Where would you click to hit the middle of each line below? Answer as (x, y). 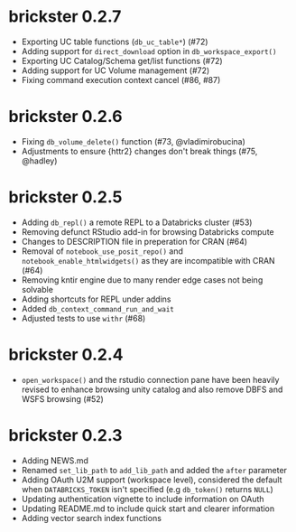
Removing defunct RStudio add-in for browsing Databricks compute (148, 231)
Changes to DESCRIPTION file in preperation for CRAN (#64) (134, 241)
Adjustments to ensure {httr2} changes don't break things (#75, (139, 151)
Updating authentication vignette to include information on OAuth (143, 499)
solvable (37, 289)
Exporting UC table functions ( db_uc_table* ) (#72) (115, 42)
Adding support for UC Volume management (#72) (116, 70)
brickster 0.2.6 (65, 117)
